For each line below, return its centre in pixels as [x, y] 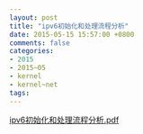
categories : [31, 51]
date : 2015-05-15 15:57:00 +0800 [72, 34]
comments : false [40, 43]
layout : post [34, 18]
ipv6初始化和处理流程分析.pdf [64, 120]
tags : [19, 93]
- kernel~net [34, 85]
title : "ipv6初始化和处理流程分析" [69, 26]
